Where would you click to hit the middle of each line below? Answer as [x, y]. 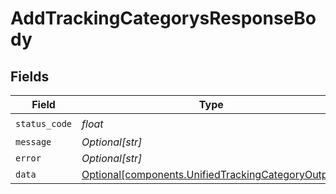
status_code [44, 123]
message [33, 142]
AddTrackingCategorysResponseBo [163, 18]
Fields [30, 76]
